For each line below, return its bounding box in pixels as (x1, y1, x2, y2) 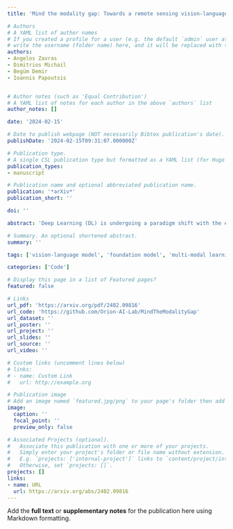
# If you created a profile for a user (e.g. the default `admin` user (7, 35, 218, 42)
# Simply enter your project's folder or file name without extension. (7, 449, 225, 456)
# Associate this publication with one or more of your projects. (7, 442, 209, 450)
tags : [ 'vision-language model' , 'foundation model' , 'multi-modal (7, 251, 207, 258)
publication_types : (7, 162, 64, 170)
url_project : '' (7, 328, 54, 335)
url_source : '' (7, 341, 51, 348)
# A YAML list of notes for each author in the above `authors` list (7, 99, 213, 106)
